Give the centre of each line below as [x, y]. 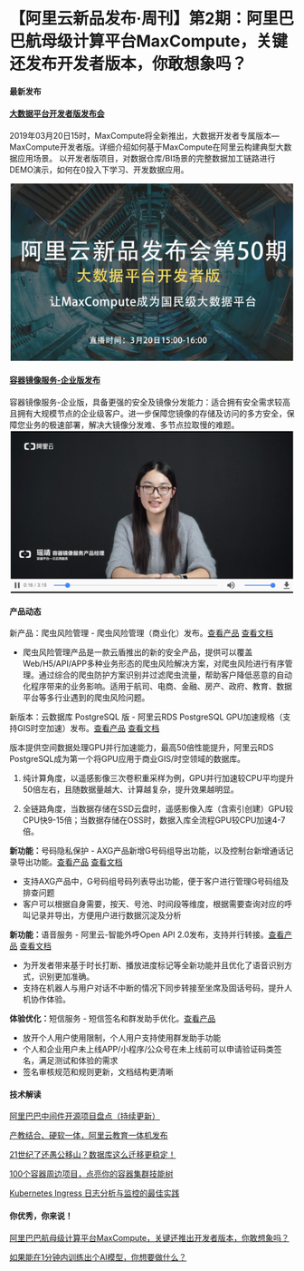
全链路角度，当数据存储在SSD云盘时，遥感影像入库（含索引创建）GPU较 [158, 809]
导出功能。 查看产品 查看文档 [70, 862]
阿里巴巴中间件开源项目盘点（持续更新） [85, 1116]
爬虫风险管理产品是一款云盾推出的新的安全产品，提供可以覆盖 [138, 652]
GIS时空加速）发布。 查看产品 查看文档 [88, 728]
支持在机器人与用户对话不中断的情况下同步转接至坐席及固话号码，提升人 [157, 988]
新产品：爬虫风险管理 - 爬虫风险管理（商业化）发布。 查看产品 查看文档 [142, 633]
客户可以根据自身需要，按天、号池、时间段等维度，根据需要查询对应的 [153, 904]
